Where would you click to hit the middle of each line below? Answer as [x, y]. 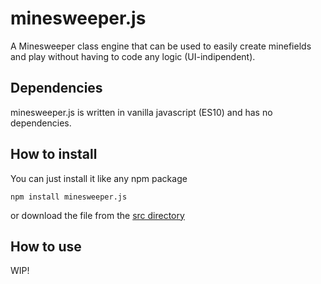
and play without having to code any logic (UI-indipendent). [133, 56]
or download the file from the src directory [97, 215]
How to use [46, 246]
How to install [54, 154]
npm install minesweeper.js [69, 197]
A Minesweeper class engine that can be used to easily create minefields [161, 46]
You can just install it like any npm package [99, 178]
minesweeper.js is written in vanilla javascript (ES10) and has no [141, 112]
